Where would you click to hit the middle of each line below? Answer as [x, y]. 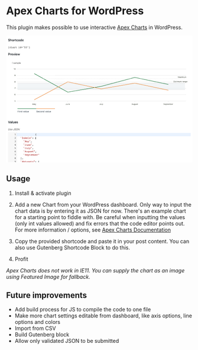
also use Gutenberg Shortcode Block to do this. [72, 248]
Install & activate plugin [43, 193]
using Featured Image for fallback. [48, 277]
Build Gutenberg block [42, 335]
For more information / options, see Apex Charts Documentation [93, 230]
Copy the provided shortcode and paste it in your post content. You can [102, 241]
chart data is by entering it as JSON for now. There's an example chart [100, 211]
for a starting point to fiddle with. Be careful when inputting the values [100, 217]
